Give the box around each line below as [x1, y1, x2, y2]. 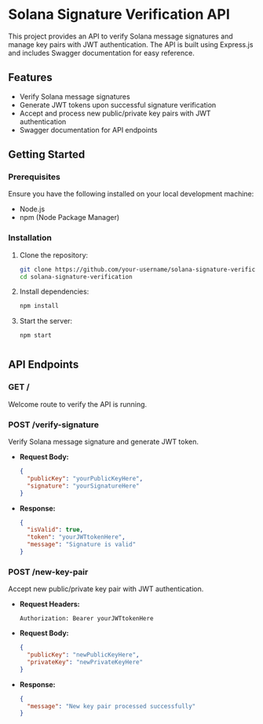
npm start [19, 331, 53, 339]
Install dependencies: [19, 287, 89, 296]
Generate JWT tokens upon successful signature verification [19, 100, 217, 109]
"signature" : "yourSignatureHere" [27, 481, 140, 490]
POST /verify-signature [8, 419, 100, 430]
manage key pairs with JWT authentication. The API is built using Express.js [8, 39, 254, 49]
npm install [19, 302, 59, 310]
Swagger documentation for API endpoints [19, 125, 158, 134]
